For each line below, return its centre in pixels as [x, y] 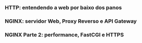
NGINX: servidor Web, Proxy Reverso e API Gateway [71, 21]
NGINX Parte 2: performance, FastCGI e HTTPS [64, 34]
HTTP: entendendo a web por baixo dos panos [63, 8]
